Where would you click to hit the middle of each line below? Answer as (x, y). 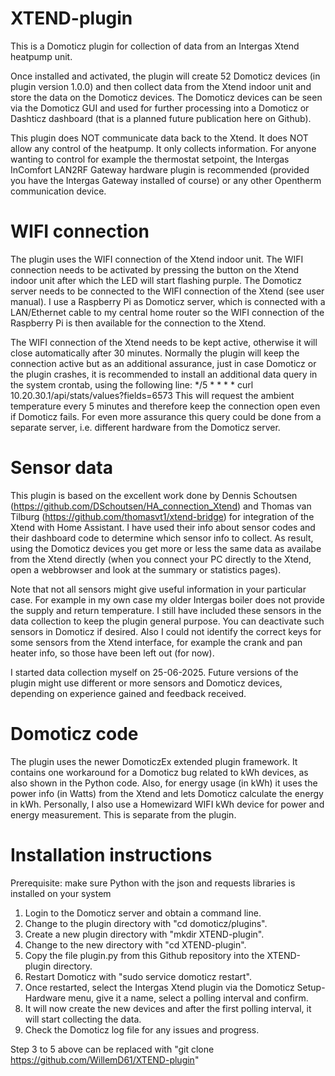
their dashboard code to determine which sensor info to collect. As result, (162, 538)
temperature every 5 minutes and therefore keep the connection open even (165, 406)
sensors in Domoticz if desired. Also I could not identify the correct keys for (166, 631)
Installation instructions (111, 854)
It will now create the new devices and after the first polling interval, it (168, 1008)
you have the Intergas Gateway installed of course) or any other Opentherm (166, 180)
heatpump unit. (41, 56)
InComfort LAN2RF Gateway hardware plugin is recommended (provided (160, 169)
